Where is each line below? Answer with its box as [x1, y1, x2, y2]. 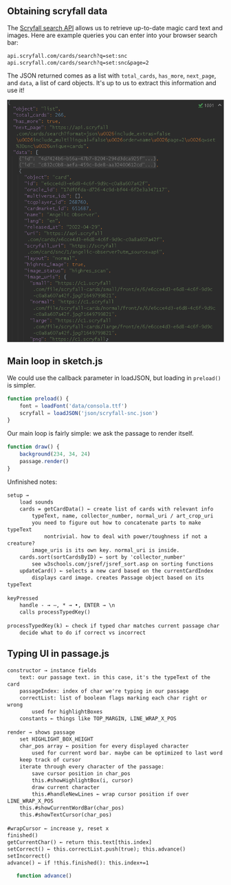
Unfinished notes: [7, 478, 57, 486]
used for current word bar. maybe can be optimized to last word [32, 749, 223, 757]
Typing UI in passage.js [7, 648, 110, 660]
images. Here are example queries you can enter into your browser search [7, 31, 218, 39]
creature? [7, 539, 36, 547]
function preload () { [7, 395, 69, 402]
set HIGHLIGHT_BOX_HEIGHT [19, 735, 94, 743]
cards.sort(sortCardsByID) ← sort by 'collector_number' [19, 553, 186, 561]
